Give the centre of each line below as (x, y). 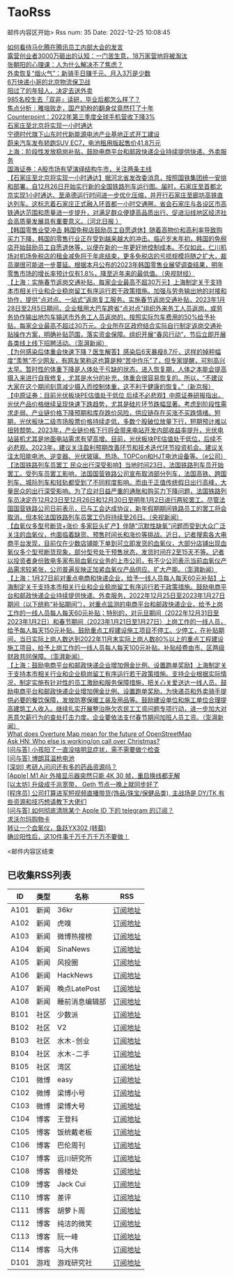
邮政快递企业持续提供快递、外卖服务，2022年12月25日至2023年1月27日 (122, 595)
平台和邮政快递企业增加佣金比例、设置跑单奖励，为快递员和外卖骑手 (123, 691)
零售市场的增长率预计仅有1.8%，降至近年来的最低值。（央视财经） (101, 273)
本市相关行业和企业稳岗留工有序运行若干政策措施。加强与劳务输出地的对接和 (117, 290)
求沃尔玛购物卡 (29, 819)
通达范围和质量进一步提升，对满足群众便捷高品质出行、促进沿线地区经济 (117, 212)
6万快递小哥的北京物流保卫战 (49, 81)
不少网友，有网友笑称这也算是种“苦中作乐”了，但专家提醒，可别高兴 (128, 360)
